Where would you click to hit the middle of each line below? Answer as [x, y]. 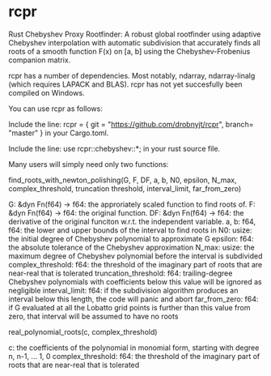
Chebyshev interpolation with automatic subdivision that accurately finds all [135, 42]
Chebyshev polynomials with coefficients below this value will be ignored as [135, 281]
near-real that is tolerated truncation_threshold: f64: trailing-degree [121, 273]
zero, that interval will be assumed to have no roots [93, 316]
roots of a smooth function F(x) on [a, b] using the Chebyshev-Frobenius [129, 51]
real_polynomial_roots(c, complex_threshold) [83, 331]
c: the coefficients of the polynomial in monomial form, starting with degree [134, 348]
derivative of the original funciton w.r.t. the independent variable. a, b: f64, [132, 221]
